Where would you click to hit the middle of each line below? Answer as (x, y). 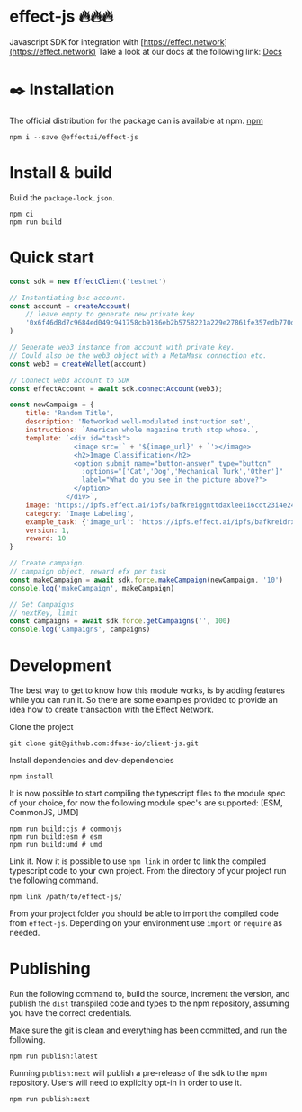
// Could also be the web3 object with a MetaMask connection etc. (138, 356)
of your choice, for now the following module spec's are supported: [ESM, (146, 803)
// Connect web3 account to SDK (70, 380)
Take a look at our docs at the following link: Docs (191, 51)
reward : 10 (46, 538)
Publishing (50, 969)
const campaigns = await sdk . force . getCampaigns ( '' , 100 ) (120, 621)
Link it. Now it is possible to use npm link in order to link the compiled (138, 861)
